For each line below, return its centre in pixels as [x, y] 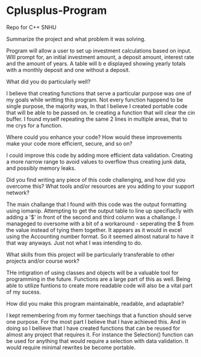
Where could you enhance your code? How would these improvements [94, 137]
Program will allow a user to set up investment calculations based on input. [99, 50]
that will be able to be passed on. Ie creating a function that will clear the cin [101, 112]
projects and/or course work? [43, 261]
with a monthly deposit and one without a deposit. [68, 69]
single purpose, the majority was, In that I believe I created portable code [97, 106]
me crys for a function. [35, 125]
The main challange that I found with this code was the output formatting [96, 204]
